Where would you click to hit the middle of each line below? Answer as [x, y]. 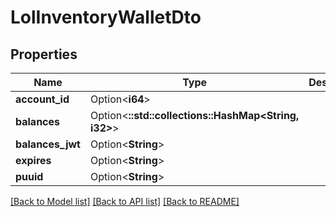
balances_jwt [48, 144]
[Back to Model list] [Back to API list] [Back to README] [125, 201]
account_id [42, 99]
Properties [44, 54]
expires [33, 160]
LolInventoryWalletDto [106, 17]
